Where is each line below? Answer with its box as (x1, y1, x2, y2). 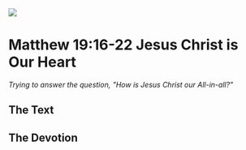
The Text (8, 103, 54, 117)
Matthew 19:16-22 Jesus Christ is (8, 36, 239, 54)
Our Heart (8, 53, 77, 71)
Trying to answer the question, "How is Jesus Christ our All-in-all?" (8, 79, 234, 89)
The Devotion (8, 131, 79, 144)
